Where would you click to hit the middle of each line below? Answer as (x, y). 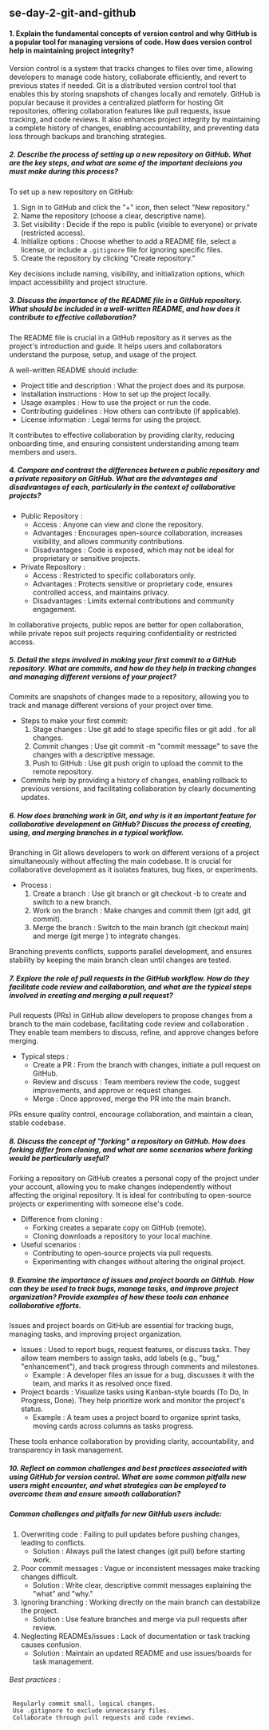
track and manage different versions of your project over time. (111, 706)
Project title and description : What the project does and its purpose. (133, 385)
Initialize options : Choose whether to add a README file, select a (128, 241)
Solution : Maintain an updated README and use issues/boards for (142, 1652)
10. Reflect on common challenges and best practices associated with (128, 1468)
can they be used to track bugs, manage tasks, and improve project (124, 1288)
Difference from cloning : (61, 1219)
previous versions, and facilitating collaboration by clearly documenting (138, 789)
